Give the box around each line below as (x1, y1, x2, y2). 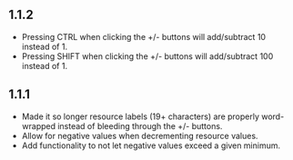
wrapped (21, 120, 56, 131)
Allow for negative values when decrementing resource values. (21, 130, 258, 141)
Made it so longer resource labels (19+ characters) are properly (21, 111, 260, 122)
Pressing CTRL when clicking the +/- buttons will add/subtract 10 (21, 31, 266, 42)
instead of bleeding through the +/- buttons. (57, 120, 223, 131)
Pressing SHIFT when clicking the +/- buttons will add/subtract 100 (21, 50, 274, 62)
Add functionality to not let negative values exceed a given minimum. (21, 140, 281, 151)
